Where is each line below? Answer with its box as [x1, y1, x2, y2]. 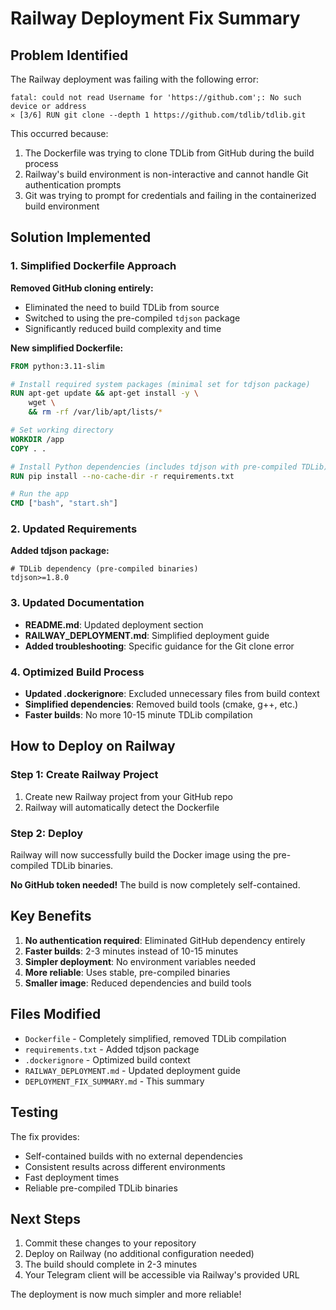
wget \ [28, 398, 56, 408]
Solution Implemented [10, 229, 152, 246]
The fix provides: [10, 1130, 80, 1142]
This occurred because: [10, 128, 109, 139]
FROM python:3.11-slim [10, 361, 105, 371]
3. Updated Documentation [10, 596, 145, 610]
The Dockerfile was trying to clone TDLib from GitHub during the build [24, 147, 315, 159]
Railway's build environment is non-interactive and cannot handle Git [24, 168, 309, 180]
